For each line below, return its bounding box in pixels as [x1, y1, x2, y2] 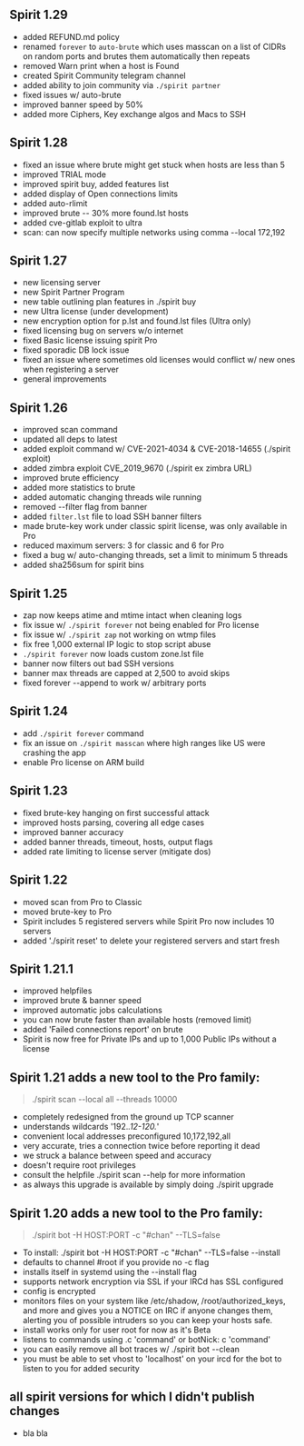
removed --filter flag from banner [22, 502, 148, 513]
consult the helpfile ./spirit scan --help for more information [22, 1170, 246, 1181]
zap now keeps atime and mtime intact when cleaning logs [22, 610, 242, 621]
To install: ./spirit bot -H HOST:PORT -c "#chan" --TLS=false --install [22, 1247, 281, 1258]
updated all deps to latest [22, 434, 118, 444]
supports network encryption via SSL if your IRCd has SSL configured [22, 1276, 284, 1287]
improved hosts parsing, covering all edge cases [22, 817, 205, 828]
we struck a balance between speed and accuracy [22, 1150, 211, 1162]
